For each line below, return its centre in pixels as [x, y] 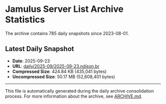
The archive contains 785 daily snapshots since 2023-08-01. [67, 33]
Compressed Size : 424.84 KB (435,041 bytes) [60, 71]
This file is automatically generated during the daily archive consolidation [80, 91]
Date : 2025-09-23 [31, 61]
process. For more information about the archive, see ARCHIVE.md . [74, 96]
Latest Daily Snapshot [40, 49]
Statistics [25, 20]
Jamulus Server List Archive [64, 9]
